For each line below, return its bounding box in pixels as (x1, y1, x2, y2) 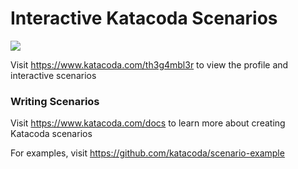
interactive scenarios (10, 69, 97, 81)
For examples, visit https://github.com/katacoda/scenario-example (10, 147, 285, 159)
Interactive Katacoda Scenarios (10, 7, 278, 30)
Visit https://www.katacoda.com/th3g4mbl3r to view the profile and (10, 58, 289, 71)
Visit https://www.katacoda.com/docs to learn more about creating (10, 117, 286, 129)
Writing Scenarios (10, 94, 100, 108)
